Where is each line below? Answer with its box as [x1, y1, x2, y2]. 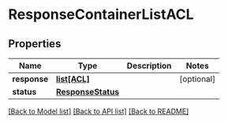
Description [126, 61, 172, 71]
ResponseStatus [55, 87, 120, 97]
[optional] [179, 73, 215, 84]
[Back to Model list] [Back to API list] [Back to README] [8, 106, 189, 116]
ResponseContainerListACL [8, 6, 195, 24]
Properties [8, 37, 62, 50]
